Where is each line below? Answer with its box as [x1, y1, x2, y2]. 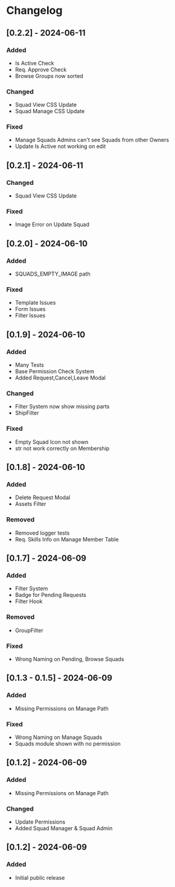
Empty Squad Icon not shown [14, 438, 89, 445]
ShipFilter [14, 409, 39, 417]
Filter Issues [14, 312, 46, 319]
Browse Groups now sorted [14, 72, 83, 79]
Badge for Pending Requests [14, 592, 86, 599]
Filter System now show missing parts [14, 403, 110, 410]
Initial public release [14, 874, 65, 881]
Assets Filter [14, 500, 46, 508]
